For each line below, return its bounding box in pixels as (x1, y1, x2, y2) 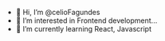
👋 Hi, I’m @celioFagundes (15, 8, 100, 17)
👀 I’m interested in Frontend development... (15, 16, 158, 25)
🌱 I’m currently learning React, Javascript (15, 24, 151, 33)
